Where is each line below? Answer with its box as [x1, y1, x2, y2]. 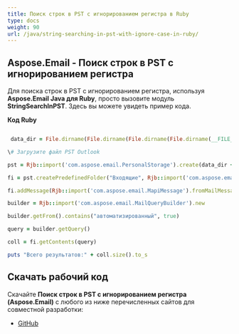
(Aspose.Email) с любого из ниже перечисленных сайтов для [7, 297, 195, 306]
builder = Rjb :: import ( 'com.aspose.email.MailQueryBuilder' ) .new [7, 200, 205, 207]
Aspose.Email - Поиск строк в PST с [7, 56, 174, 68]
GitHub [17, 318, 39, 328]
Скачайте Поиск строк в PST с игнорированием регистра [7, 290, 187, 298]
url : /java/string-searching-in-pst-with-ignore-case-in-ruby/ [7, 30, 199, 38]
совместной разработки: [7, 305, 84, 313]
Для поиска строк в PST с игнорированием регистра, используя [7, 87, 205, 95]
